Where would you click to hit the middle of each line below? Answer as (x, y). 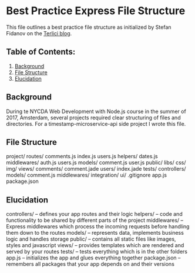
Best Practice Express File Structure (96, 11)
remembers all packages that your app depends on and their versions (90, 264)
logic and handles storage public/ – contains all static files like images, (91, 239)
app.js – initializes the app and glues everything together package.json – (93, 258)
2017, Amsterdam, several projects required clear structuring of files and (93, 117)
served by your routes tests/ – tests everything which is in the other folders (97, 252)
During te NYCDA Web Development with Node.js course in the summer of (96, 111)
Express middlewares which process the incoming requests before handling (98, 227)
